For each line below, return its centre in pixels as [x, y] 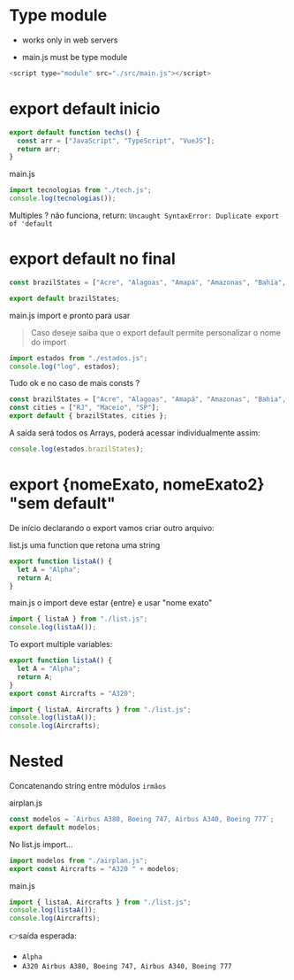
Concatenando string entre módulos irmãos [88, 786]
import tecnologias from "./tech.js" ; [80, 190]
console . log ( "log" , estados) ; [65, 367]
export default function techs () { [75, 132]
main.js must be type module [75, 57]
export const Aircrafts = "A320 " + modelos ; [94, 868]
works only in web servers [70, 40]
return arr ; [39, 149]
